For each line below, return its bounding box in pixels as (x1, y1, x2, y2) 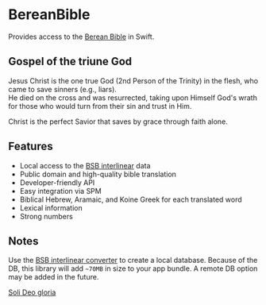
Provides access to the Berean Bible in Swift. (8, 32, 155, 41)
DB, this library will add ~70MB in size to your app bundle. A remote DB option (8, 264, 258, 273)
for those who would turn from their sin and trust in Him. (8, 101, 192, 110)
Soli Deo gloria (8, 288, 56, 297)
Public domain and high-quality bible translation (19, 169, 177, 179)
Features (8, 140, 53, 153)
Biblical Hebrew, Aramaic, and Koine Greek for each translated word (19, 195, 242, 204)
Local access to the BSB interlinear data (19, 160, 151, 170)
